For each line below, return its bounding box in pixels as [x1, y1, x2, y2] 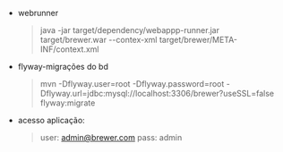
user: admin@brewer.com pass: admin [39, 132, 183, 142]
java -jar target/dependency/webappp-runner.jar [39, 25, 219, 35]
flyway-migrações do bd [17, 62, 109, 72]
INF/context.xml [39, 44, 99, 55]
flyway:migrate [39, 97, 96, 108]
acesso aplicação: [17, 115, 85, 125]
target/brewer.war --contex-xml [39, 35, 158, 45]
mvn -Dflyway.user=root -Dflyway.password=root [39, 79, 225, 89]
